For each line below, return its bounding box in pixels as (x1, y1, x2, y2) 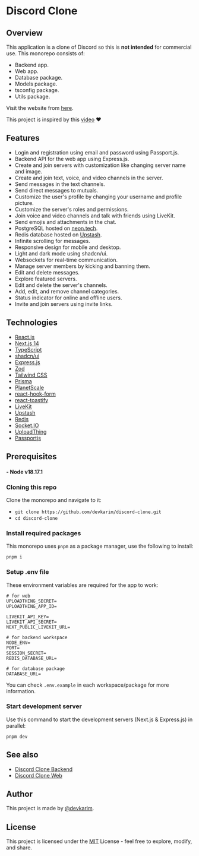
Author (6, 789, 33, 799)
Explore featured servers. (14, 275, 77, 282)
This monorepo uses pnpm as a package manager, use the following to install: (6, 542, 194, 550)
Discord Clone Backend (14, 765, 73, 773)
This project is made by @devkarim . (6, 805, 94, 812)
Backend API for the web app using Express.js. (14, 155, 129, 162)
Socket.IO (14, 422, 39, 429)
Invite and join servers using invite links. (14, 300, 113, 307)
